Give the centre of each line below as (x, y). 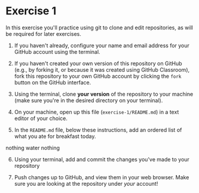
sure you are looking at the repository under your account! (86, 183)
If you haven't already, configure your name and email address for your (102, 45)
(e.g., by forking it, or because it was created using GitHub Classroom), (102, 69)
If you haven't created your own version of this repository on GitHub (98, 63)
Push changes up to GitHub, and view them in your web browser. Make (102, 177)
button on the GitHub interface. (53, 82)
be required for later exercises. (44, 33)
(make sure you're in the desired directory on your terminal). (88, 100)
